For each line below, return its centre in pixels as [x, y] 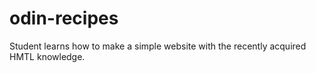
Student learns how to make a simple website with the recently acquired [158, 46]
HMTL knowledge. [47, 56]
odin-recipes [64, 18]
